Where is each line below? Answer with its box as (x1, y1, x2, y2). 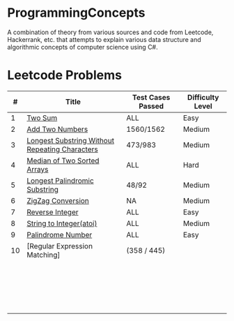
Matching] (26, 250, 61, 260)
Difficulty (187, 92, 219, 102)
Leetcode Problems (7, 68, 122, 83)
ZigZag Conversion (26, 195, 89, 205)
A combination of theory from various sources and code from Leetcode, (7, 28, 214, 36)
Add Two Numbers (26, 124, 88, 134)
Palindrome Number (26, 230, 93, 239)
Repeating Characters (26, 144, 99, 154)
